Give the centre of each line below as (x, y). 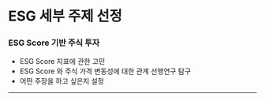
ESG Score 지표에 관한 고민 (62, 62)
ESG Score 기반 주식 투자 (54, 43)
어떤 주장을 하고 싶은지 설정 (62, 81)
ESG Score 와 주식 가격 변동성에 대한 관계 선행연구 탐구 (105, 71)
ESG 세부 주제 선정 (65, 16)
